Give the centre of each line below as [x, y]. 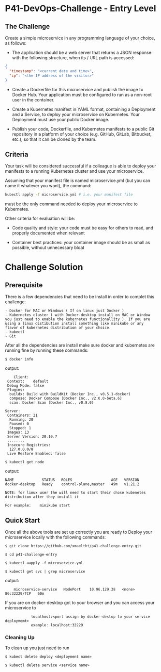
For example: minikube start [37, 506]
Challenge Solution [44, 267]
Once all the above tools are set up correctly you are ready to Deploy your [79, 532]
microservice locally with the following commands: [56, 537]
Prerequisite [24, 285]
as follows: [16, 43]
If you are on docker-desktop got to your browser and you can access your [80, 603]
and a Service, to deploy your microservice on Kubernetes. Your [76, 114]
